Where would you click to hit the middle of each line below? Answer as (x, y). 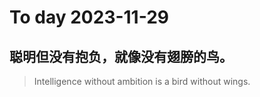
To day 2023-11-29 (89, 17)
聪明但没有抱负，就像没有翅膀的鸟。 (121, 56)
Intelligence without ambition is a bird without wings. (142, 81)
